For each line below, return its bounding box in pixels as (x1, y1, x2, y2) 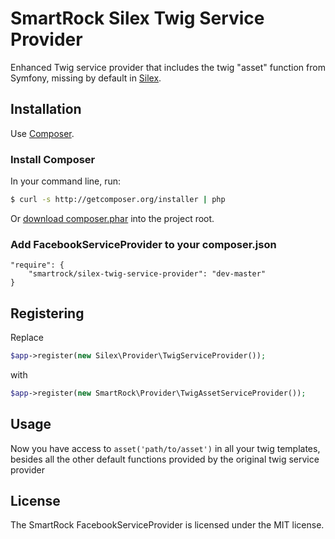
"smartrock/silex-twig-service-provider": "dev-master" (28, 269, 267, 279)
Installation (10, 101, 82, 118)
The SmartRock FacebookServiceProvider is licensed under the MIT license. (10, 519, 325, 531)
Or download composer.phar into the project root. (10, 212, 215, 224)
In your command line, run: (10, 175, 122, 187)
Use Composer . (10, 127, 75, 139)
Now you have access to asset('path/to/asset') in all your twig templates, (10, 442, 321, 454)
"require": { (10, 260, 65, 271)
